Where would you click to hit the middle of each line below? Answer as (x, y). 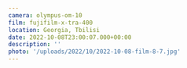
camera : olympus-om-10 (45, 15)
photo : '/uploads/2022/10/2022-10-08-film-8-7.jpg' (94, 52)
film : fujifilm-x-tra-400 (50, 23)
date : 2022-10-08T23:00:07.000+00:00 (70, 37)
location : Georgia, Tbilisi (54, 30)
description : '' (35, 45)
